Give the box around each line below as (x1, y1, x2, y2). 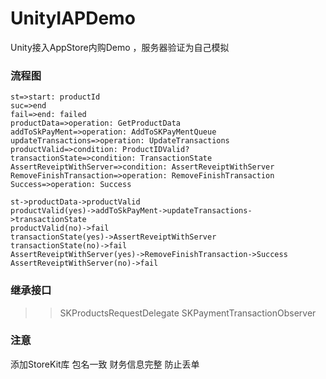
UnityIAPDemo (10, 7, 136, 30)
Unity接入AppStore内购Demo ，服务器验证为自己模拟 (10, 41, 230, 53)
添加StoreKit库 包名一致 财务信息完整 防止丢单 (10, 358, 200, 370)
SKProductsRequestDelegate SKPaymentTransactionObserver (59, 307, 317, 319)
